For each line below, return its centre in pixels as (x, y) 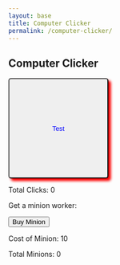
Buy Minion (29, 222)
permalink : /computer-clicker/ (60, 31)
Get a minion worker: (43, 206)
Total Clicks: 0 (32, 190)
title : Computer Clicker (50, 23)
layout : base (30, 16)
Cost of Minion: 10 (38, 238)
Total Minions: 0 (35, 255)
